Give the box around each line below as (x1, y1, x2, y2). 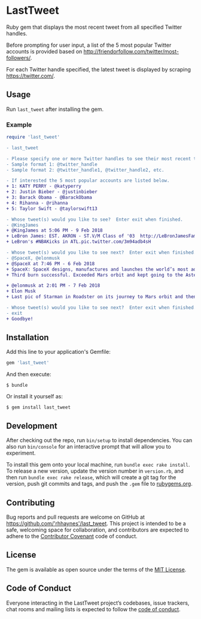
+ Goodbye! (6, 315, 33, 321)
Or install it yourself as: (6, 393, 63, 400)
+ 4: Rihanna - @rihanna (6, 200, 68, 206)
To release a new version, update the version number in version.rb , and (6, 467, 184, 474)
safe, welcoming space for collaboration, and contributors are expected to (6, 526, 190, 533)
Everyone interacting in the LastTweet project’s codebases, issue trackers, (6, 599, 190, 606)
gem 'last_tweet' (6, 360, 50, 366)
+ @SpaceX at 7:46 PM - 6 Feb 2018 (6, 260, 95, 267)
